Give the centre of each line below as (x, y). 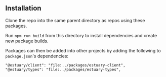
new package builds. (27, 41)
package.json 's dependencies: (37, 56)
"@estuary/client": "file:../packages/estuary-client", (65, 65)
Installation (23, 8)
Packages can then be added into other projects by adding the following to (83, 50)
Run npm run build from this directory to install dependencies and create (81, 35)
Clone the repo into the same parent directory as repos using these (75, 20)
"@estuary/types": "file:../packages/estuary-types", (63, 69)
